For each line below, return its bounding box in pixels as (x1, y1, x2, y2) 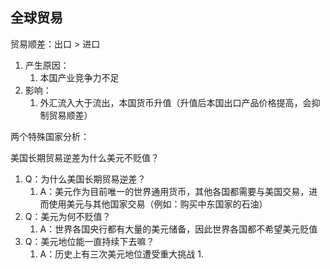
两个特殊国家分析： (10, 130, 90, 142)
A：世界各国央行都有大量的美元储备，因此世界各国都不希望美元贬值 (39, 223, 318, 235)
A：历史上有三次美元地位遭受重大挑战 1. (39, 248, 204, 260)
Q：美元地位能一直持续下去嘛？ (24, 235, 155, 247)
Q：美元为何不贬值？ (24, 210, 112, 222)
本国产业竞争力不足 (39, 71, 120, 83)
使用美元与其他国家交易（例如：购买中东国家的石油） (48, 198, 268, 210)
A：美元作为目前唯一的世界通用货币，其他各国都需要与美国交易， (39, 185, 310, 197)
